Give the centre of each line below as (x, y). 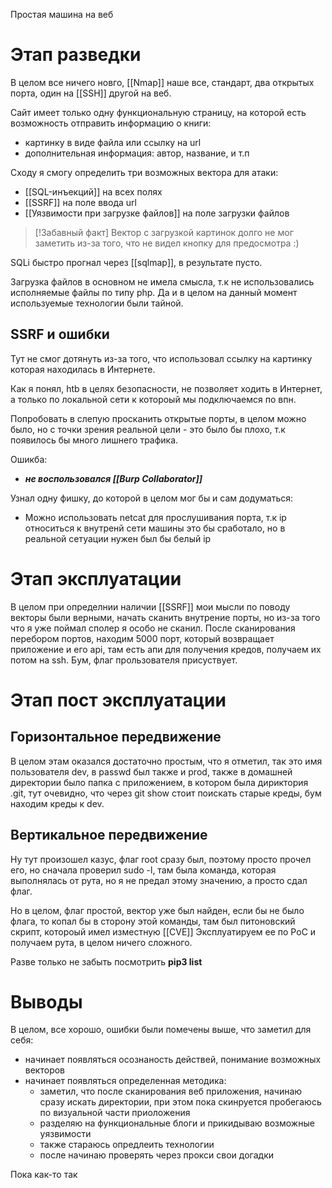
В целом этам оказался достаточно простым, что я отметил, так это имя (166, 761)
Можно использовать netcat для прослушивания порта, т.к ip (155, 517)
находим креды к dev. (57, 803)
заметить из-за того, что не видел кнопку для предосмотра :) (167, 243)
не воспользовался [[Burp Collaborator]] (113, 478)
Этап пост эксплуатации (118, 700)
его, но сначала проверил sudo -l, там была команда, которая (143, 870)
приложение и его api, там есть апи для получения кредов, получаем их (166, 649)
